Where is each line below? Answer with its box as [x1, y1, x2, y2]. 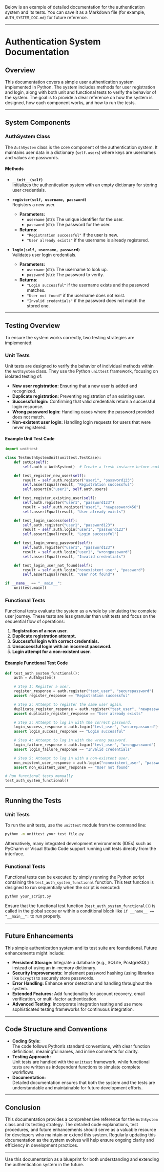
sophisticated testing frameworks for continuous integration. [12, 1006, 134, 1012]
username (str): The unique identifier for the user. [26, 216, 124, 222]
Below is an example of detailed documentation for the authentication [5, 4, 145, 10]
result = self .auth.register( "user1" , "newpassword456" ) [22, 504, 141, 510]
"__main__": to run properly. [5, 913, 62, 919]
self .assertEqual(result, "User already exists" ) [22, 509, 125, 514]
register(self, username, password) [12, 197, 87, 202]
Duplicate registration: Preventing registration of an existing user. [12, 393, 145, 399]
